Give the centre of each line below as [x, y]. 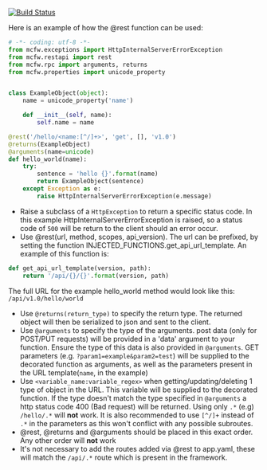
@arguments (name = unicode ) [51, 151]
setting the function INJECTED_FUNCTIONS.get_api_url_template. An [133, 245]
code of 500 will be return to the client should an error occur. [119, 228]
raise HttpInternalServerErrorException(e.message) [125, 196]
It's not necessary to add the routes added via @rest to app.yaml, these [137, 448]
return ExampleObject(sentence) [91, 182]
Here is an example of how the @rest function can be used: [106, 27]
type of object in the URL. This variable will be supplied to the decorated [138, 390]
